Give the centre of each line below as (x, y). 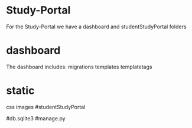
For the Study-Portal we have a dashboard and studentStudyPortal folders (96, 27)
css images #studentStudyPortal (46, 107)
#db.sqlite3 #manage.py (36, 118)
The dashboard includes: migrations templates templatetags (79, 67)
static (20, 91)
